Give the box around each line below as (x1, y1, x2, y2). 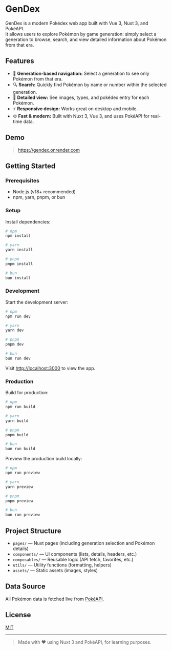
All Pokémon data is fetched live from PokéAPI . (5, 596, 104, 602)
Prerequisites (5, 177, 39, 184)
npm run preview (5, 470, 40, 476)
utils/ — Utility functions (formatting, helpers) (12, 562, 112, 568)
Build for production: (5, 390, 49, 396)
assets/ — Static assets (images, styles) (12, 567, 98, 573)
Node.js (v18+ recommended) (12, 189, 76, 195)
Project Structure (5, 526, 61, 535)
